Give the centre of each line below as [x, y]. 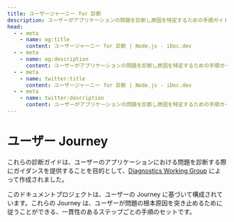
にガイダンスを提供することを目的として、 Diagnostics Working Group [107, 170]
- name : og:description [54, 59]
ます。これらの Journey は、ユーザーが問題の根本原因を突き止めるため [115, 202]
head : [15, 27]
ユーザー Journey [58, 141]
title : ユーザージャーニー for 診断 [54, 14]
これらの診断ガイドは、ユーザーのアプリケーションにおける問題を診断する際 [117, 162]
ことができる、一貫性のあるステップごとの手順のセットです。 [108, 212]
